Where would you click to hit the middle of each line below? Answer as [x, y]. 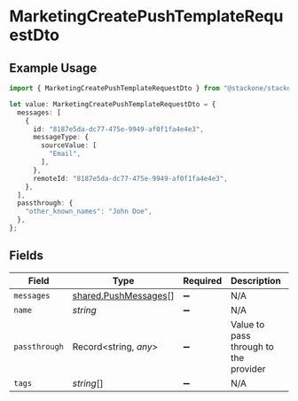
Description [255, 280]
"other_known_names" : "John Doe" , [89, 212]
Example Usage [53, 68]
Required [203, 280]
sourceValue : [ [69, 145]
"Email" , [65, 154]
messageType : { [61, 138]
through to [252, 346]
